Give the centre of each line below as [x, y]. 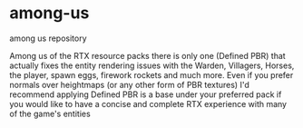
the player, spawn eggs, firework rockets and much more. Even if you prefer [151, 74]
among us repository [49, 38]
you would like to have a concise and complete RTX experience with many [148, 103]
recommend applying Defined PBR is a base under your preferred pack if [146, 94]
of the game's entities [50, 113]
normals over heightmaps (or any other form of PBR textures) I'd [129, 84]
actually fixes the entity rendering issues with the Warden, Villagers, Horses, [152, 65]
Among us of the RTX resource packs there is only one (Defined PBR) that [147, 55]
